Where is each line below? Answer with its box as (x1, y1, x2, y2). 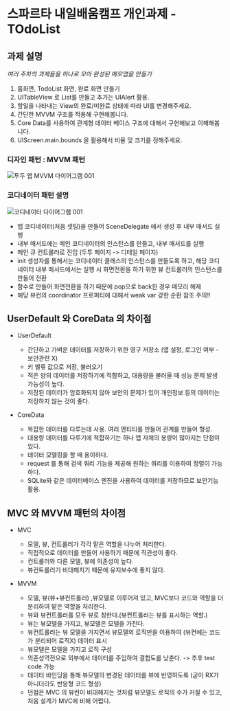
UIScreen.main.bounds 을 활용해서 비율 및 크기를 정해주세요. (16, 136, 183, 144)
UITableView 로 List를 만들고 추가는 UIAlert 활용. (16, 93, 150, 101)
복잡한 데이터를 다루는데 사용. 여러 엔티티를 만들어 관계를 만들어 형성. (27, 425, 213, 433)
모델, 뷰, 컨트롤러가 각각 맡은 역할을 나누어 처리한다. (27, 540, 167, 548)
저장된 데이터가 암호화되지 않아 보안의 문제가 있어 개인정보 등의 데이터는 (27, 389, 220, 397)
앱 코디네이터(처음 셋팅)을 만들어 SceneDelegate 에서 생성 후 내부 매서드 (16, 222, 214, 230)
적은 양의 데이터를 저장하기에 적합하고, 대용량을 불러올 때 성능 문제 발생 (27, 372, 218, 380)
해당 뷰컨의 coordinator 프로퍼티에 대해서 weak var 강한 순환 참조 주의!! (16, 291, 211, 299)
